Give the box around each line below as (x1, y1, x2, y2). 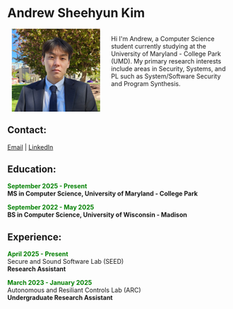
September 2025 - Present (7, 182, 88, 190)
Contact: (7, 124, 47, 136)
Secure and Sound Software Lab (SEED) (7, 257, 124, 266)
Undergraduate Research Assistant (7, 293, 113, 302)
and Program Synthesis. (111, 79, 181, 87)
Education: (7, 164, 56, 176)
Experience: (7, 231, 62, 243)
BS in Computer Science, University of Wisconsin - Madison (7, 210, 187, 219)
